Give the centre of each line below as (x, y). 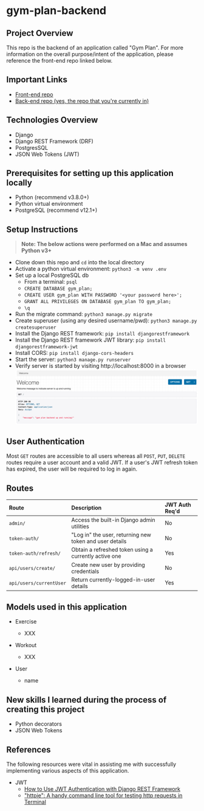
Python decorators (39, 724)
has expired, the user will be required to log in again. (72, 469)
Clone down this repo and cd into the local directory (80, 262)
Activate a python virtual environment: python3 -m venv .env (91, 269)
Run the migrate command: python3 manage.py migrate (84, 314)
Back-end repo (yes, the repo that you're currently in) (82, 100)
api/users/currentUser (38, 583)
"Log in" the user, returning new (111, 535)
